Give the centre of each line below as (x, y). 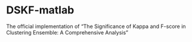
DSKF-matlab (40, 10)
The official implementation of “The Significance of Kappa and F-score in (96, 26)
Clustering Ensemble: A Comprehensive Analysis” (67, 32)
